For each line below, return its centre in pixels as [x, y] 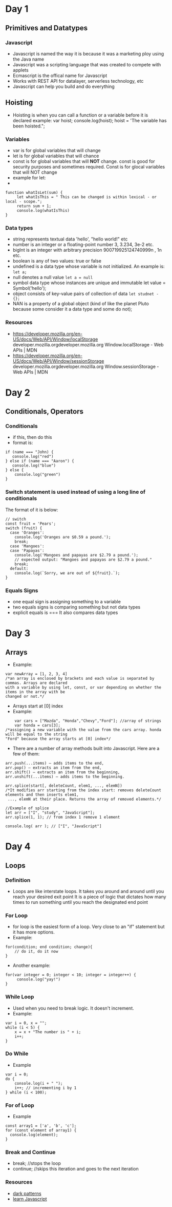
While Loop [20, 997]
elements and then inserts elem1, [42, 795]
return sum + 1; [34, 206]
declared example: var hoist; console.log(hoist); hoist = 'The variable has [90, 120]
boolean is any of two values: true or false [57, 261]
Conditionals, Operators [44, 412]
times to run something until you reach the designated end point [80, 902]
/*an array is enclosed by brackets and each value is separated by [80, 679]
